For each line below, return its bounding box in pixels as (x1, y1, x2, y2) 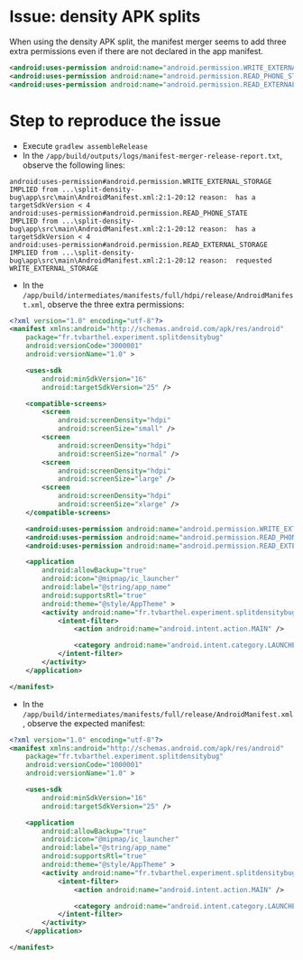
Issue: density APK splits (9, 6, 201, 27)
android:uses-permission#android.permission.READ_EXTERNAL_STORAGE (9, 240, 269, 249)
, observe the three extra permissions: (42, 299, 185, 309)
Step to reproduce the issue (9, 110, 221, 131)
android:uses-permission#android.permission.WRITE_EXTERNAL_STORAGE (9, 177, 272, 186)
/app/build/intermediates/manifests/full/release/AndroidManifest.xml (22, 710, 294, 719)
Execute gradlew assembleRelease (22, 140, 149, 151)
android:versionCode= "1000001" (25, 761, 143, 770)
